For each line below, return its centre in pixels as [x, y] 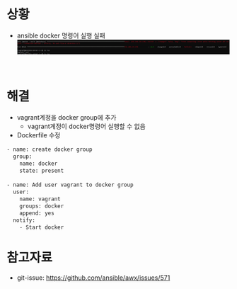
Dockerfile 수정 [39, 135]
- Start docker [42, 227]
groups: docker [42, 206]
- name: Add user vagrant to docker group [70, 185]
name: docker [39, 164]
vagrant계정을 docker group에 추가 [67, 118]
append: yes [37, 213]
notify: [24, 220]
